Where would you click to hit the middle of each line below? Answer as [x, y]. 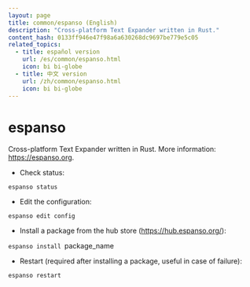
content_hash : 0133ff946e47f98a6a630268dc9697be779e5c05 [103, 37]
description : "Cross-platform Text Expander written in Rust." [114, 30]
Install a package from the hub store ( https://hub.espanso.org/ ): [123, 231]
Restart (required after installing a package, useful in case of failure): [131, 261]
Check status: [42, 173]
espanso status [33, 187]
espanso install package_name [61, 246]
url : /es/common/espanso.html [72, 60]
